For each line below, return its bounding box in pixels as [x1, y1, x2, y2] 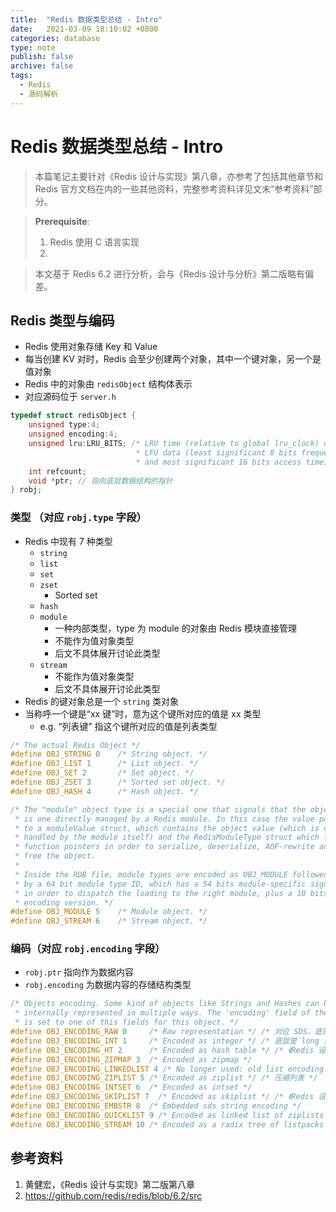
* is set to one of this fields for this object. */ [14, 1017, 240, 1028]
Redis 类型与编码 [10, 312, 115, 329]
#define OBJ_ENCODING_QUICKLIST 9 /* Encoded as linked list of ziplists [10, 1110, 325, 1120]
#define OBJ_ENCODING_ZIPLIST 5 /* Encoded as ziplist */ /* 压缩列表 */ [10, 1073, 318, 1083]
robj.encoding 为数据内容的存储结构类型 [24, 979, 192, 991]
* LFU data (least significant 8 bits [135, 447, 298, 458]
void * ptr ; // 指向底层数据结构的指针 [28, 476, 173, 486]
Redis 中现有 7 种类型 [24, 535, 113, 547]
